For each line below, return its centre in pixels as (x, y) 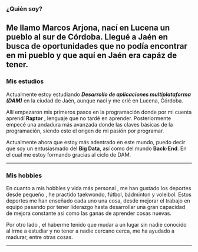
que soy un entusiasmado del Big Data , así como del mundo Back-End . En (96, 148)
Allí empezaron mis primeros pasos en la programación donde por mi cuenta (99, 112)
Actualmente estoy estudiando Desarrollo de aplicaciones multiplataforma (99, 94)
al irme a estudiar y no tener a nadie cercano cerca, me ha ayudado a (90, 231)
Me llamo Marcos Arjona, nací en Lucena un (88, 28)
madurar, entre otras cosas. (40, 237)
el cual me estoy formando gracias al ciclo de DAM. (69, 154)
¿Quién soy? (24, 9)
